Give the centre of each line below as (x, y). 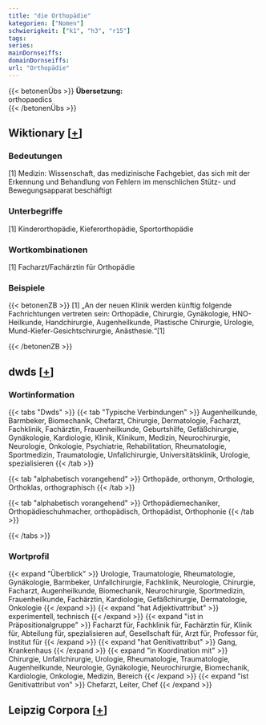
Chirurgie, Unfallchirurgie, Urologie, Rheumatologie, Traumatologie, (119, 659)
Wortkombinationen (48, 250)
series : (21, 46)
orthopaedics (30, 99)
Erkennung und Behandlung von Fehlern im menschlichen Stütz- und (122, 182)
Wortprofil (29, 556)
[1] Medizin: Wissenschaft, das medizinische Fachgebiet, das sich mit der (129, 173)
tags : (17, 38)
